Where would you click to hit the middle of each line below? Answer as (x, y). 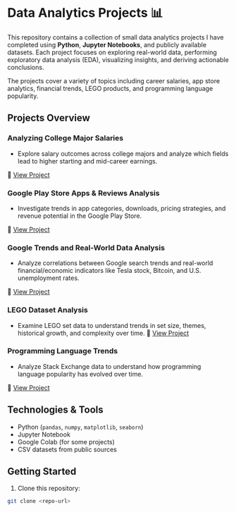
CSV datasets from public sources (67, 449)
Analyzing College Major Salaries (66, 138)
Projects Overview (49, 118)
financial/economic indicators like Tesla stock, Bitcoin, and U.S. (109, 271)
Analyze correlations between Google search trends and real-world (115, 263)
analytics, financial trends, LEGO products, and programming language (110, 88)
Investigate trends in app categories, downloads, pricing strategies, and (122, 208)
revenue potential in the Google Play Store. (80, 216)
